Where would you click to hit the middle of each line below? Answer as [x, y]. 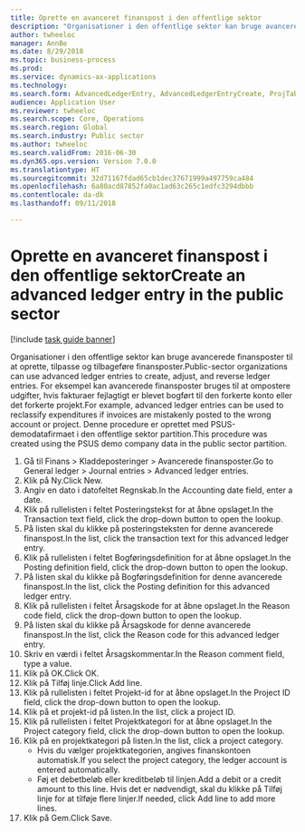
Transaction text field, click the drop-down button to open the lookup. [153, 519]
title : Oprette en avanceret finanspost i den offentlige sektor [136, 18]
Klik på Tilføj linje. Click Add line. [83, 682]
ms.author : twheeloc [49, 144]
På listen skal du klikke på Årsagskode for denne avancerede [137, 625]
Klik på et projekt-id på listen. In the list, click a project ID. [129, 711]
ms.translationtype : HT [55, 170]
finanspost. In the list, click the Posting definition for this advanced [147, 586]
